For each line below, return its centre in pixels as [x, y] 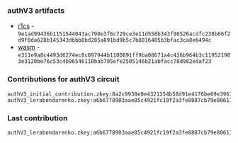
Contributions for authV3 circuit [63, 79]
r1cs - [26, 26]
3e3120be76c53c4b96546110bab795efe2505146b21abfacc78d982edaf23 [114, 62]
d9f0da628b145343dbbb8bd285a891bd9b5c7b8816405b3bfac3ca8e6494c [114, 40]
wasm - [29, 47]
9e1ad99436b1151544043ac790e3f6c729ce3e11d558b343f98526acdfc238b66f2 [124, 34]
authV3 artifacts [36, 11]
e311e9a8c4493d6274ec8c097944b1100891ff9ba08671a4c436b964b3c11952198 [124, 55]
